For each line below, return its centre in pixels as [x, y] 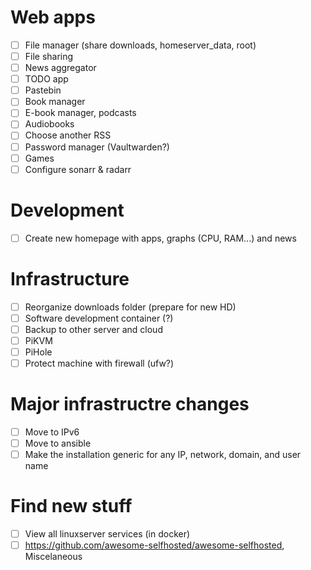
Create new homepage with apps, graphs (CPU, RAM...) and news [160, 238]
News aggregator [60, 68]
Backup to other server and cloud [93, 329]
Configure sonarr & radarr [78, 169]
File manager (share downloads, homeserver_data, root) [140, 45]
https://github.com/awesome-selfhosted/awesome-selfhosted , [154, 545]
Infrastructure [70, 278]
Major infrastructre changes [130, 404]
